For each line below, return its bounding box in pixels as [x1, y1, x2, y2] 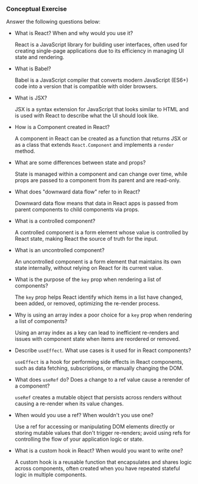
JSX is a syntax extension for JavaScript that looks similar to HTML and [14, 106, 189, 113]
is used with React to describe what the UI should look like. [14, 112, 158, 120]
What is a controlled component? [14, 218, 96, 225]
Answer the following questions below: [6, 18, 100, 25]
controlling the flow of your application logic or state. [14, 435, 144, 443]
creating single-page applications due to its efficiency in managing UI [14, 47, 184, 54]
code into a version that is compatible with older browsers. [14, 83, 158, 90]
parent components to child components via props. [14, 206, 139, 213]
